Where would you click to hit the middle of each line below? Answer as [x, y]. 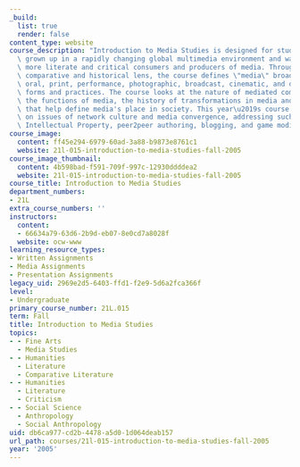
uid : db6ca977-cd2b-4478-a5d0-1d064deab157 [92, 433]
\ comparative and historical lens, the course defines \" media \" [143, 76]
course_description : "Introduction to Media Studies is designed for [142, 51]
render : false [43, 34]
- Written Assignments [51, 259]
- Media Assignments [48, 267]
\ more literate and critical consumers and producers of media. [142, 68]
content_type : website [51, 42]
